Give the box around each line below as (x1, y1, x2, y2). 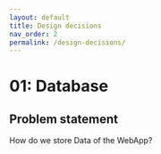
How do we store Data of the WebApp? (9, 135, 153, 146)
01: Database (9, 77, 109, 96)
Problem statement (9, 111, 119, 126)
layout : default (9, 12, 70, 22)
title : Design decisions (9, 21, 102, 30)
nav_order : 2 (9, 29, 58, 38)
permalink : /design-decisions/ (9, 37, 126, 47)
